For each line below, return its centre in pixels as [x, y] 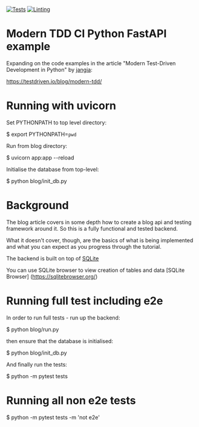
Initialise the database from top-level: [53, 169]
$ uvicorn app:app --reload [40, 158]
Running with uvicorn [61, 106]
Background [38, 206]
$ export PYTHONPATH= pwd [41, 134]
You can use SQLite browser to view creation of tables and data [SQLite [96, 270]
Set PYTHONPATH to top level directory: [57, 122]
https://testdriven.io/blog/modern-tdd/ [54, 81]
